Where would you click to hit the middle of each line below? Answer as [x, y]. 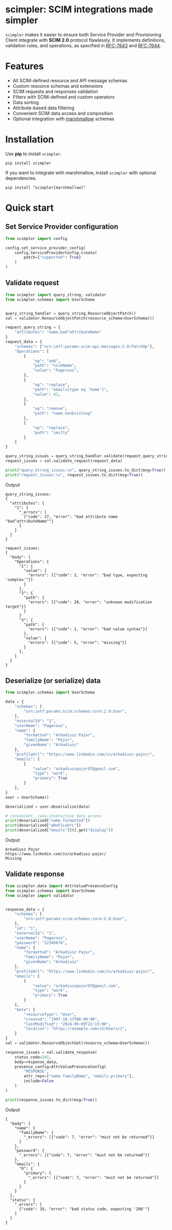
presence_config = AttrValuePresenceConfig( [60, 1067]
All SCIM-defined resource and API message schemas [70, 80]
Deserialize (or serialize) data [53, 681]
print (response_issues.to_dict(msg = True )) [51, 1100]
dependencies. [21, 178]
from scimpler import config [36, 238]
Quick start [29, 208]
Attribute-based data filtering [43, 108]
